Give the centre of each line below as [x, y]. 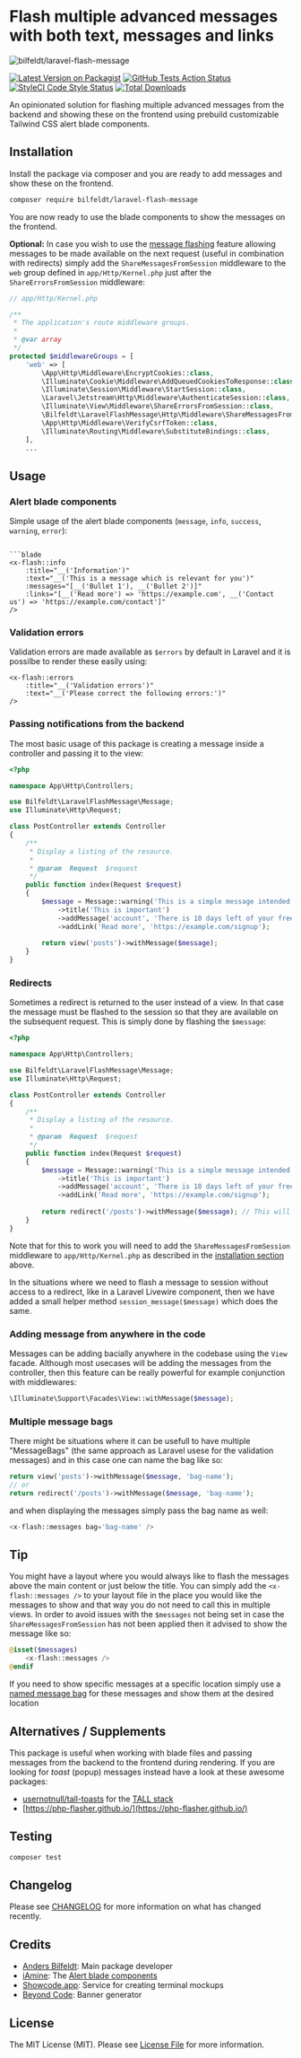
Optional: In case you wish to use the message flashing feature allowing [142, 243]
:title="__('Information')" [77, 571]
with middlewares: [43, 1382]
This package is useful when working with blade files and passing [131, 1753]
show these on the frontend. [61, 183]
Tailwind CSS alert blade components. [80, 124]
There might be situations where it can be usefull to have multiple [130, 1441]
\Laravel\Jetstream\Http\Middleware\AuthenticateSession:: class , [166, 398]
